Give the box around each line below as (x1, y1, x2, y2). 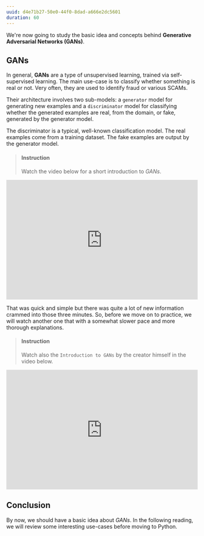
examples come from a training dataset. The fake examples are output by (6, 134, 189, 141)
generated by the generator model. (6, 115, 94, 123)
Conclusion (6, 500, 51, 510)
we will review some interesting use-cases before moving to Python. (6, 523, 178, 530)
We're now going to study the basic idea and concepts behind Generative (6, 31, 192, 38)
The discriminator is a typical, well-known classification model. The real (6, 127, 186, 134)
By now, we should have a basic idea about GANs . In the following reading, (6, 516, 194, 523)
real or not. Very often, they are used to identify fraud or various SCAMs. (6, 84, 188, 92)
